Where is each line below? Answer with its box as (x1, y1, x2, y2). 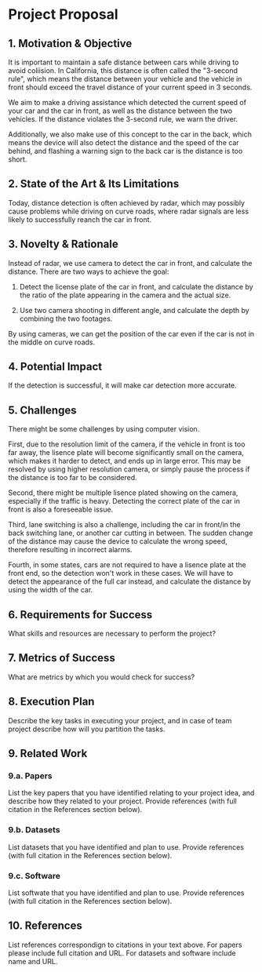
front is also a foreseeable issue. (8, 504, 114, 515)
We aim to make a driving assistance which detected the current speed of (8, 98, 247, 107)
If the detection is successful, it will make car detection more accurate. (8, 380, 237, 390)
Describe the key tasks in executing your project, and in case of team (8, 715, 232, 725)
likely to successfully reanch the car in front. (8, 214, 152, 224)
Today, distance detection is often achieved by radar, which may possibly (8, 198, 246, 207)
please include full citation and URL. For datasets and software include (8, 948, 237, 958)
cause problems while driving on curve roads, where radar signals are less (8, 206, 249, 216)
